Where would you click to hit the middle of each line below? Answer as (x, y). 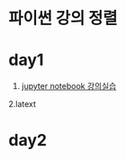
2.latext (22, 104)
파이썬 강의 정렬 (63, 18)
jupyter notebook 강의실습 (69, 86)
